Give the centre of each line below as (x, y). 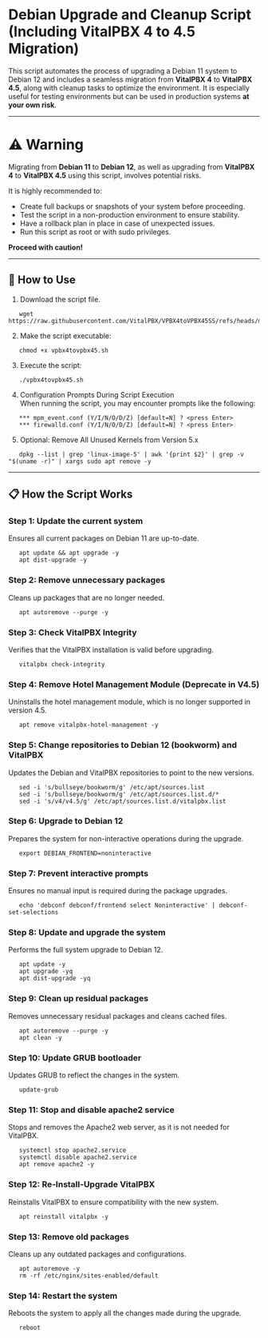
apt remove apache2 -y (56, 1164)
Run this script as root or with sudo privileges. (95, 232)
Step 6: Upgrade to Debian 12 (66, 821)
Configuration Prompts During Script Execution (97, 394)
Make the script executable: (65, 335)
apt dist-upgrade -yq (55, 979)
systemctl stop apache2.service (73, 1150)
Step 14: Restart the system (63, 1296)
